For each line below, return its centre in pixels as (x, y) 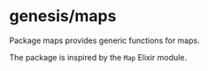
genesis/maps (63, 16)
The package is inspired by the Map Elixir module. (98, 57)
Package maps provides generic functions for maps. (105, 40)
